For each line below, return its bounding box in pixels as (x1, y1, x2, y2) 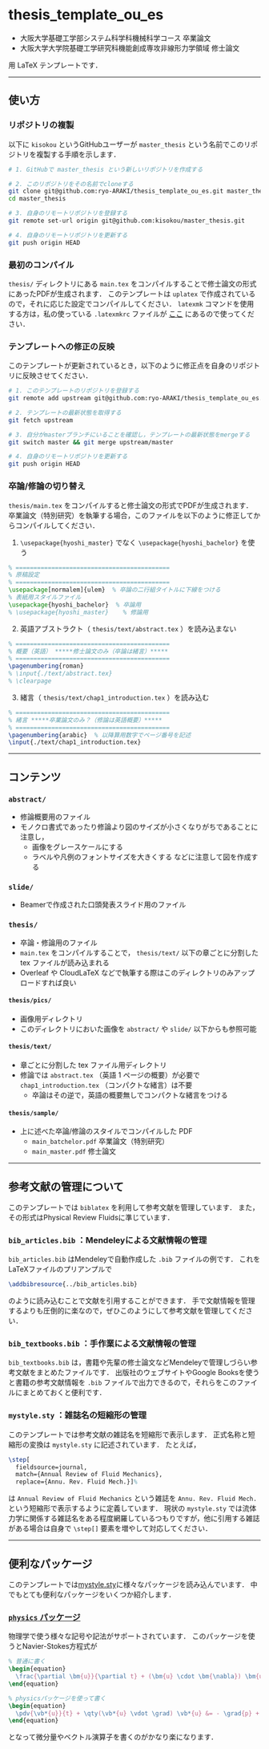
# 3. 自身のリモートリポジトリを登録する (8, 209, 128, 217)
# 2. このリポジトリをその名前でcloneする (8, 180, 134, 188)
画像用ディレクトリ (19, 1013, 83, 1024)
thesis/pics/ (8, 996, 52, 1004)
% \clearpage (8, 677, 52, 685)
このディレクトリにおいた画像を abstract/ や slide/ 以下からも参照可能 (19, 1024, 257, 1033)
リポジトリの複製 (8, 120, 74, 131)
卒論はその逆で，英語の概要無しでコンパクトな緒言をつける (31, 1090, 228, 1100)
